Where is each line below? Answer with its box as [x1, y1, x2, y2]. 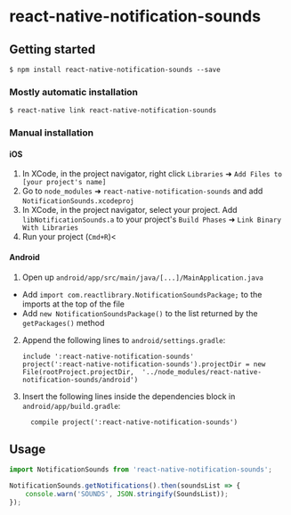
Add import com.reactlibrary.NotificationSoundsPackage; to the [21, 289, 263, 299]
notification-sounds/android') [21, 375, 139, 384]
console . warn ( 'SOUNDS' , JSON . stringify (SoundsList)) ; [25, 490, 229, 499]
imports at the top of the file [21, 298, 125, 309]
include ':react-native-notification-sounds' [21, 352, 194, 361]
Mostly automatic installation [9, 86, 139, 98]
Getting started [9, 42, 96, 57]
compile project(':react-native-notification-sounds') [30, 417, 238, 427]
